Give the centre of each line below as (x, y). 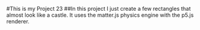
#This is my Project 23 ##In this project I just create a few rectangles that (99, 9)
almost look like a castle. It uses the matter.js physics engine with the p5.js (100, 15)
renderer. (18, 21)
